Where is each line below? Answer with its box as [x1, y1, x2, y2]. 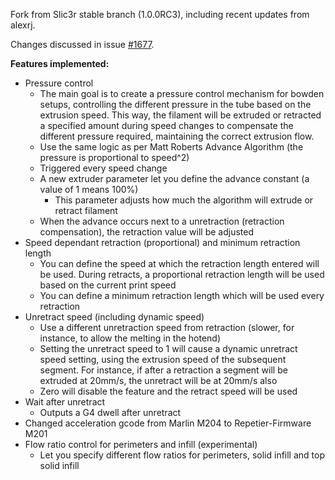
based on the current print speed [39, 279, 177, 291]
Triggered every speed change [39, 162, 168, 174]
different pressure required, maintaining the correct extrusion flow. [39, 130, 315, 142]
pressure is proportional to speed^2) [39, 152, 190, 163]
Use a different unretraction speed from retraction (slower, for [39, 322, 295, 333]
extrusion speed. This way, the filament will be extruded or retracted [39, 109, 322, 121]
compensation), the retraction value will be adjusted [39, 226, 255, 238]
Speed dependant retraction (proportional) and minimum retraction [24, 237, 301, 248]
